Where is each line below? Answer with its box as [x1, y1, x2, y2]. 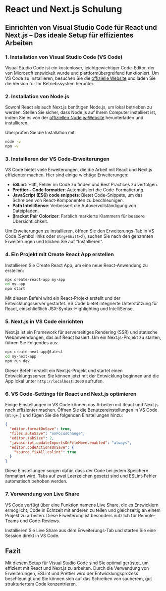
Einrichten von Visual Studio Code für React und [5, 23, 157, 32]
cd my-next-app [5, 354, 37, 359]
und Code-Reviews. [19, 518, 60, 524]
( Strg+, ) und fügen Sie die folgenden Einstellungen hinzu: [5, 412, 123, 418]
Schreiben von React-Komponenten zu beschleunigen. [12, 197, 124, 204]
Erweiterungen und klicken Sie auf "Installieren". [5, 239, 104, 245]
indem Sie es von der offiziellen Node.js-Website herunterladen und [5, 115, 144, 121]
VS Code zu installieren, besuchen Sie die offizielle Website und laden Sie [5, 75, 156, 81]
